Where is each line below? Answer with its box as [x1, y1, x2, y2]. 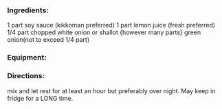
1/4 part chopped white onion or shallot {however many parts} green [7, 28, 201, 36]
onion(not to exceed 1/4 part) [7, 36, 90, 44]
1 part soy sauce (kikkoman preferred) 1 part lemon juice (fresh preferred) [7, 21, 216, 29]
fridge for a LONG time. [7, 94, 74, 102]
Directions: [7, 71, 45, 81]
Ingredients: [7, 5, 49, 15]
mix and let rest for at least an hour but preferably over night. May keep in [7, 86, 216, 95]
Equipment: [7, 53, 47, 62]
